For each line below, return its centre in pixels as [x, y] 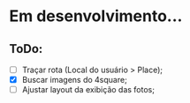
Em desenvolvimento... [96, 16]
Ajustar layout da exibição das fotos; [88, 90]
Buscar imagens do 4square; [75, 80]
